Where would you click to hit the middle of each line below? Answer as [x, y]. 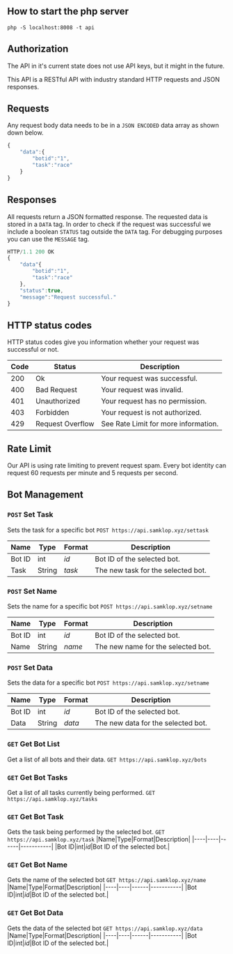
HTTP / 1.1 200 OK [31, 252]
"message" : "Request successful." [68, 297]
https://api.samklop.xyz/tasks [53, 799]
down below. [25, 133]
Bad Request [57, 390]
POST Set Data [30, 667]
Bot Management [45, 495]
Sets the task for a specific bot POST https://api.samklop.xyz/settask [108, 530]
